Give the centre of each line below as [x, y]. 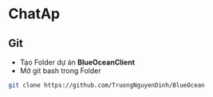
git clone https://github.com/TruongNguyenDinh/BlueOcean [106, 85]
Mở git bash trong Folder [60, 71]
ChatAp [34, 14]
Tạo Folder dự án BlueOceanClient [77, 62]
